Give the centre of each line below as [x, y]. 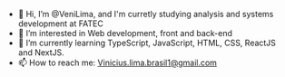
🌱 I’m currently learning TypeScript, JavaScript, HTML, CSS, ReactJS [147, 43]
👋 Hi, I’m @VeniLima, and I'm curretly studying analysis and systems [146, 14]
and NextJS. [41, 53]
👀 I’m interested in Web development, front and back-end [125, 33]
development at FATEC [61, 24]
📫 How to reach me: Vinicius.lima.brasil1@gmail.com [118, 63]
